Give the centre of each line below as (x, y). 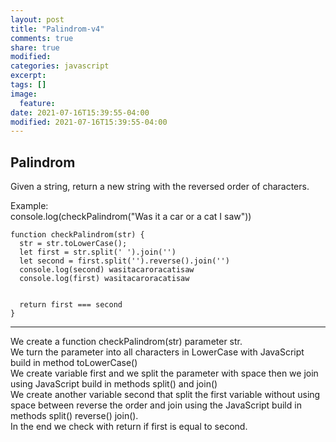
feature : (37, 103)
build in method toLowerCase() (74, 363)
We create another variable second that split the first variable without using (165, 395)
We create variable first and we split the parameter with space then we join (164, 373)
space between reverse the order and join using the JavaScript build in (156, 405)
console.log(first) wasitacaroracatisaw (104, 279)
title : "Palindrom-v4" (57, 29)
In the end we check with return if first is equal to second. (129, 427)
